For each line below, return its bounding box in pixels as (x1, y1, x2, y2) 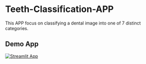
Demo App (5, 40, 39, 48)
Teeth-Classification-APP (5, 3, 114, 15)
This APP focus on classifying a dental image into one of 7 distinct (5, 20, 141, 26)
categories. (5, 25, 28, 31)
